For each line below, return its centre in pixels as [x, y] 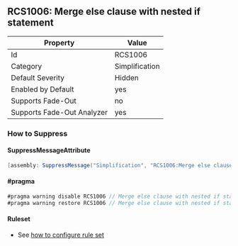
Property [59, 43]
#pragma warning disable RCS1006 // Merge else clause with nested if [114, 197]
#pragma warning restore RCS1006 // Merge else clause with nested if [114, 203]
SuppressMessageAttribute [49, 150]
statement [31, 23]
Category [27, 66]
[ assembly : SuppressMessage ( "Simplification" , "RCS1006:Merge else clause [120, 165]
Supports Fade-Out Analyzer [59, 112]
